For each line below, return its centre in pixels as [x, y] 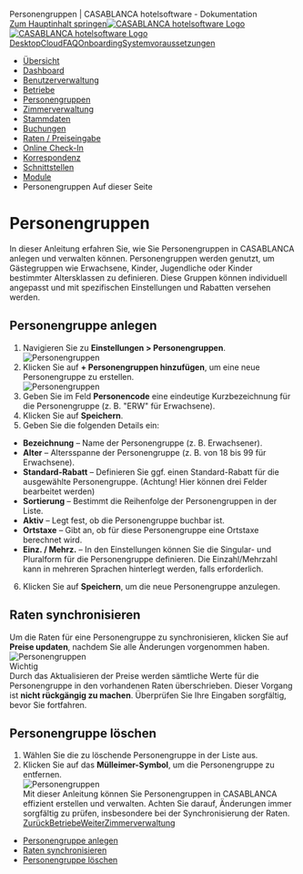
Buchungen [44, 129]
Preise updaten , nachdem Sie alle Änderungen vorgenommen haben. [140, 646]
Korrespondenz [52, 158]
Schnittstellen [48, 167]
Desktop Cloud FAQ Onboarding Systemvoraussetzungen [112, 43]
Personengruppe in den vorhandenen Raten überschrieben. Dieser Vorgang [151, 685]
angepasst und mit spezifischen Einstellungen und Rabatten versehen [140, 287]
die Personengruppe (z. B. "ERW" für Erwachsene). [119, 406]
